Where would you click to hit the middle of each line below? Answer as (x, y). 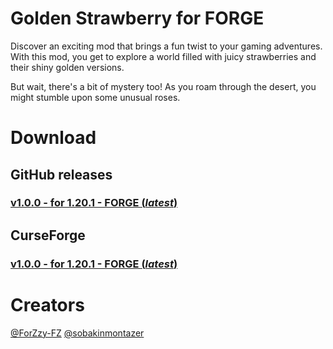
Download (53, 138)
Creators (47, 304)
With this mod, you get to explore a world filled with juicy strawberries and (163, 56)
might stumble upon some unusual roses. (95, 97)
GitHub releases (61, 174)
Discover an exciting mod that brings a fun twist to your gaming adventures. (166, 46)
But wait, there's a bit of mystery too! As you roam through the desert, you (163, 86)
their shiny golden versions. (67, 67)
